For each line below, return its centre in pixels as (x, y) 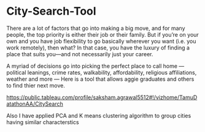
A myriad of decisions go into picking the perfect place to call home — (95, 66)
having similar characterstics (43, 122)
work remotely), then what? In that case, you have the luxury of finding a (98, 48)
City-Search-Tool (51, 11)
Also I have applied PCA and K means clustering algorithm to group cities (99, 116)
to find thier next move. (36, 85)
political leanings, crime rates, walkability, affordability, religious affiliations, (102, 72)
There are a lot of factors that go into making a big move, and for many (96, 28)
